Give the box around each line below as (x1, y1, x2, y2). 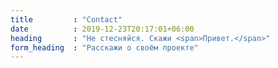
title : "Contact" (10, 14, 123, 25)
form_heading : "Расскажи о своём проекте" (10, 42, 199, 53)
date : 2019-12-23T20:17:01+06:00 (10, 24, 195, 34)
